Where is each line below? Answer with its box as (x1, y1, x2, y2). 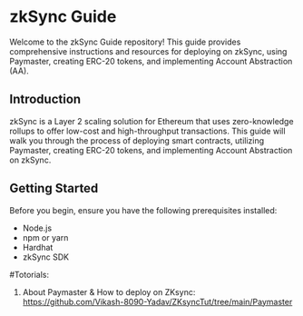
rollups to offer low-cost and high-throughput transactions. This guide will (9, 125, 286, 136)
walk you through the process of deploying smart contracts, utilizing (9, 134, 265, 146)
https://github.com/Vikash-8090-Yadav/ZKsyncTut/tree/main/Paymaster (22, 296, 293, 307)
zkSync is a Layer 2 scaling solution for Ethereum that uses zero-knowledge (9, 115, 294, 126)
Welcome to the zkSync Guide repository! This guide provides (9, 36, 241, 47)
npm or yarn (22, 232, 69, 242)
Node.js (22, 222, 53, 233)
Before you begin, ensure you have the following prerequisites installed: (9, 204, 278, 215)
